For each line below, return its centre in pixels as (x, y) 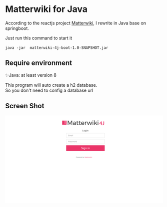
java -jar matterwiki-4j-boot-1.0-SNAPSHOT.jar (57, 48)
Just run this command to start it (39, 38)
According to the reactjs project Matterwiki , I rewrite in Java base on (76, 23)
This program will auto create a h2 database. (51, 85)
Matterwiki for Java (46, 9)
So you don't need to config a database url (49, 90)
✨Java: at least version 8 (31, 75)
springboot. (17, 28)
